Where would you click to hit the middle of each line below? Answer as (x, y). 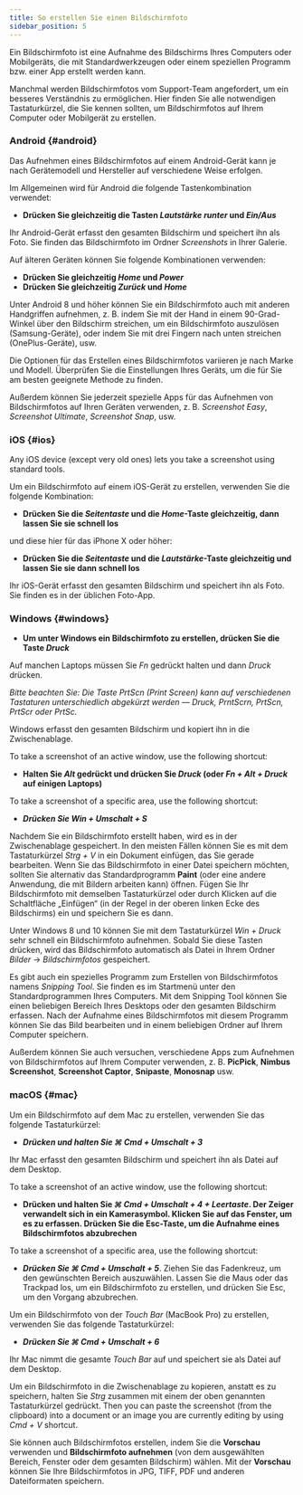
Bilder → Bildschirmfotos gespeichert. (80, 959)
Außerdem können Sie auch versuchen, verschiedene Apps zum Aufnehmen (152, 1052)
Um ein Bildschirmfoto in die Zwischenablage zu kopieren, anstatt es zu (143, 1386)
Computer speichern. (49, 1035)
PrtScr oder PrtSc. (43, 712)
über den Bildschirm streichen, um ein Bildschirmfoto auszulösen (158, 323)
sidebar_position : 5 (48, 26)
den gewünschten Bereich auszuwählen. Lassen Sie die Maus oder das (155, 1278)
